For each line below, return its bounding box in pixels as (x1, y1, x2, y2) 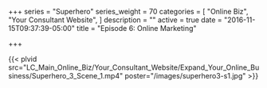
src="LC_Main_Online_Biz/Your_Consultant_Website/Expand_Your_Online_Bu (8, 63, 260, 72)
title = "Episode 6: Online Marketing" (77, 24, 197, 33)
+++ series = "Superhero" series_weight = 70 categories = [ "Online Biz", (8, 7, 249, 16)
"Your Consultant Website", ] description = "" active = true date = (8, 15, 223, 25)
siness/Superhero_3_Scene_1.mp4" (8, 71, 124, 80)
